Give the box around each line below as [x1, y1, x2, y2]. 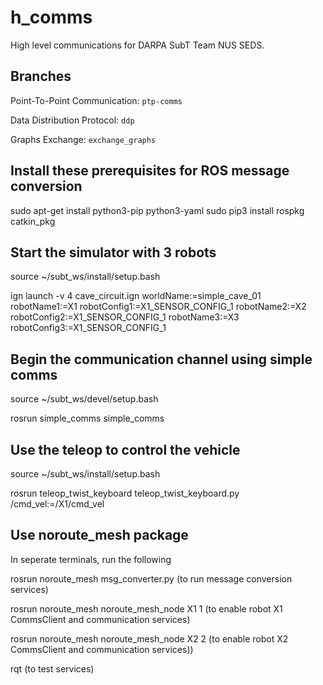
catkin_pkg [10, 215, 56, 227]
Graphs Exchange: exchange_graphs [10, 133, 157, 145]
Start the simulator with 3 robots [10, 244, 217, 261]
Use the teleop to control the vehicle [10, 441, 241, 458]
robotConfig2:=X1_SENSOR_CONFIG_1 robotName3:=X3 [10, 311, 240, 323]
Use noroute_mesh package [10, 527, 189, 544]
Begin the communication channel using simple [10, 351, 313, 368]
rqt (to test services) [10, 662, 95, 675]
